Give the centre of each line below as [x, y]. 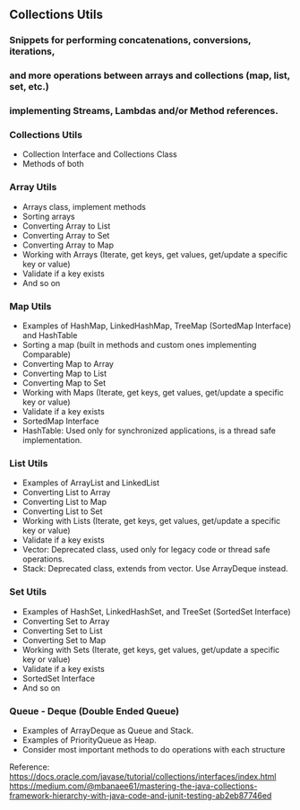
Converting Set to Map [64, 640]
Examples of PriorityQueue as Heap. [89, 740]
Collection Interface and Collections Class [99, 154]
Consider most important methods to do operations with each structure [154, 749]
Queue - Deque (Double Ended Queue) [94, 710]
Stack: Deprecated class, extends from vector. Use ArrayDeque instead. [155, 569]
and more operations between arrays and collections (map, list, [150, 75]
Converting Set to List [62, 631]
